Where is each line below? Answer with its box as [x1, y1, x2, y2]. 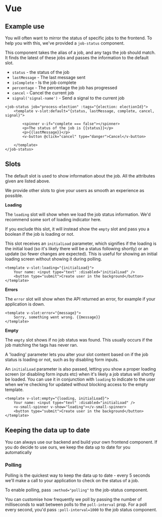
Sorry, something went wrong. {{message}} [14, 315, 101, 320]
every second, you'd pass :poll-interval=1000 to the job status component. [5, 506, 157, 512]
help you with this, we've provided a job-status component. [5, 40, 125, 46]
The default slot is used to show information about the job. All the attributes [5, 173, 156, 178]
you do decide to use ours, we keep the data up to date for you [5, 444, 131, 450]
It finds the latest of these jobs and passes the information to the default [5, 55, 149, 61]
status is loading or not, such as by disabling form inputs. [5, 356, 119, 362]
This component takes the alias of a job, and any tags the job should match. [5, 49, 156, 55]
